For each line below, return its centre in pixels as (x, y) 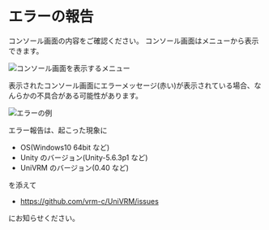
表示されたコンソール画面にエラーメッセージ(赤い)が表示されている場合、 (131, 85)
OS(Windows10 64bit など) (65, 147)
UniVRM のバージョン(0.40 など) (75, 167)
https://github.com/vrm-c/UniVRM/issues (90, 201)
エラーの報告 (51, 17)
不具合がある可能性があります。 (90, 95)
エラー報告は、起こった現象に (58, 130)
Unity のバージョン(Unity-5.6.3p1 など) (84, 157)
